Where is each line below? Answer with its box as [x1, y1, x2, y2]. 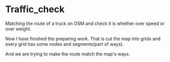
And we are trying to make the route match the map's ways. [5, 51, 130, 57]
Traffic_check [5, 4, 65, 15]
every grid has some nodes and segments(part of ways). [5, 41, 124, 47]
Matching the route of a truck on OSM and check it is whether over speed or [5, 20, 165, 26]
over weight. [5, 25, 31, 32]
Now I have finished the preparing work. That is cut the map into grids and [5, 36, 161, 42]
